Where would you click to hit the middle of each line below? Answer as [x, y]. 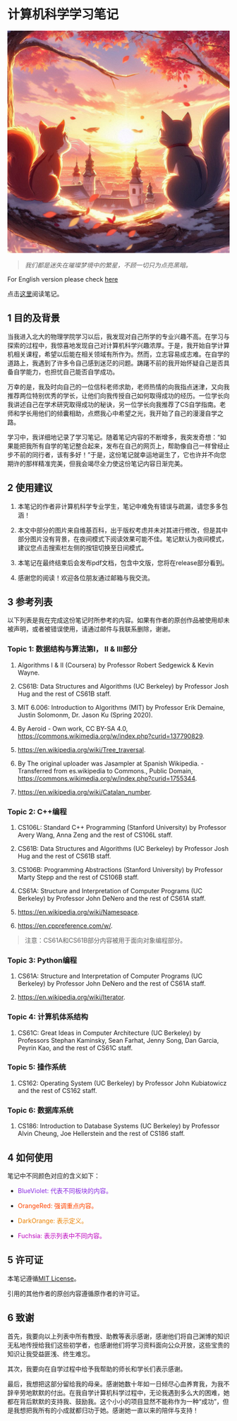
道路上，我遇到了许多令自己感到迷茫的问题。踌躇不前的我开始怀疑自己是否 [115, 363]
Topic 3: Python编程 [42, 960]
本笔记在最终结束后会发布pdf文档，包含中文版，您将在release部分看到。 [123, 562]
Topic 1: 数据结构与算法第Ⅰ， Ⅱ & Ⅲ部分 [72, 649]
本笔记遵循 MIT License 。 [44, 1278]
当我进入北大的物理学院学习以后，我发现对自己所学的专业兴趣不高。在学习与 [119, 337]
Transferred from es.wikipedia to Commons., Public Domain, [105, 770]
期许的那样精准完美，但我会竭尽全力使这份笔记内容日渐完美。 [97, 464]
